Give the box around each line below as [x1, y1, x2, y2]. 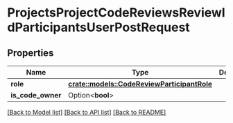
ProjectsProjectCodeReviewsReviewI [7, 5, 225, 21]
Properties [7, 47, 54, 59]
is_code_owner [10, 91, 62, 100]
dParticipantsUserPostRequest [7, 19, 191, 35]
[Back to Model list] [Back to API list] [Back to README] [7, 108, 166, 116]
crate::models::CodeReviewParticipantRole [68, 79, 213, 88]
